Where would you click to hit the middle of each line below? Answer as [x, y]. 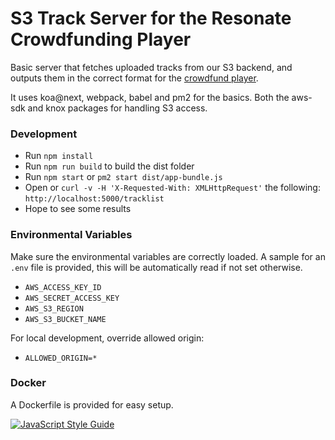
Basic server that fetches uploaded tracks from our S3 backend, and [151, 67]
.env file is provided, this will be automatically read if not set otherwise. [156, 267]
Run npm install [59, 156]
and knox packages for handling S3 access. [117, 108]
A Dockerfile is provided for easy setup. [92, 404]
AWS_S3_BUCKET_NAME [65, 319]
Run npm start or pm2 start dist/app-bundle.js [123, 177]
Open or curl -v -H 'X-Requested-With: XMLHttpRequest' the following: [172, 188]
